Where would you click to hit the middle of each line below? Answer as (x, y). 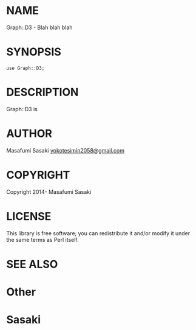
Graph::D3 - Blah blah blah (39, 27)
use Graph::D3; (25, 68)
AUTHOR (29, 134)
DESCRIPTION (42, 92)
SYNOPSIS (34, 52)
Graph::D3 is (22, 109)
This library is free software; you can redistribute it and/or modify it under (98, 233)
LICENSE (29, 216)
